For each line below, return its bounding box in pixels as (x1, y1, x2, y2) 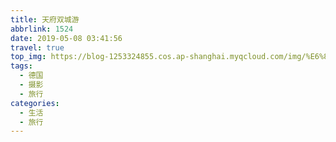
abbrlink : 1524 (10, 24, 74, 34)
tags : (10, 61, 33, 71)
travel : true (10, 42, 65, 53)
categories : (10, 98, 60, 108)
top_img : (10, 52, 47, 62)
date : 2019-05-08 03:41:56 (10, 33, 123, 43)
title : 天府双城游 (10, 14, 80, 25)
